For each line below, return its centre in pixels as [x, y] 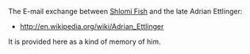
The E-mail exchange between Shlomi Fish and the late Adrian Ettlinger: [125, 11]
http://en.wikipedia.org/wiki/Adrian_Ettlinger [92, 26]
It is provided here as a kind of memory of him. [85, 41]
